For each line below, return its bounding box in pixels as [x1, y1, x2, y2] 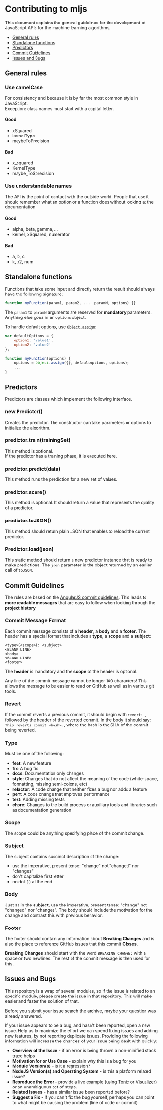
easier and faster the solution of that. [5, 998, 79, 1004]
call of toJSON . [5, 567, 33, 573]
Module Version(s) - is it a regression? [12, 1063, 91, 1069]
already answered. [5, 1013, 42, 1019]
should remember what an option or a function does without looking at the [5, 199, 154, 205]
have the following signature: [5, 291, 63, 297]
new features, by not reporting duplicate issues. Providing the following [5, 1033, 148, 1039]
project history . [5, 605, 37, 611]
